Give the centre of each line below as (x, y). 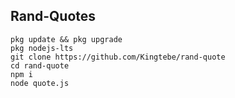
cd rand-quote (40, 65)
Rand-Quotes (53, 16)
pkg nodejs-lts (42, 48)
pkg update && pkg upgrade (66, 39)
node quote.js (40, 83)
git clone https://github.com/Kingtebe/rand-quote (118, 57)
